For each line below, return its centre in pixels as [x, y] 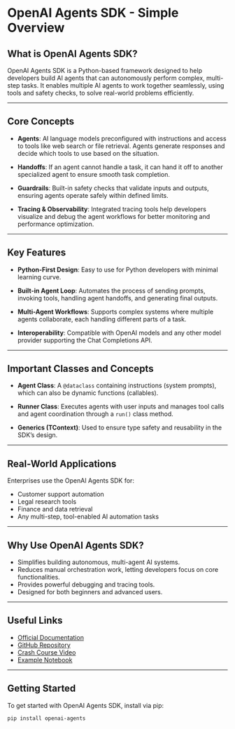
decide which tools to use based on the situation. [88, 153]
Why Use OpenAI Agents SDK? [76, 545]
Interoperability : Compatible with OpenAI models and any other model [119, 333]
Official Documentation [50, 637]
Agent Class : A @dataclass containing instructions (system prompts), [117, 386]
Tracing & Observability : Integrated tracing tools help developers [112, 209]
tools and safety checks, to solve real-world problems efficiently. [101, 93]
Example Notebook [45, 660]
